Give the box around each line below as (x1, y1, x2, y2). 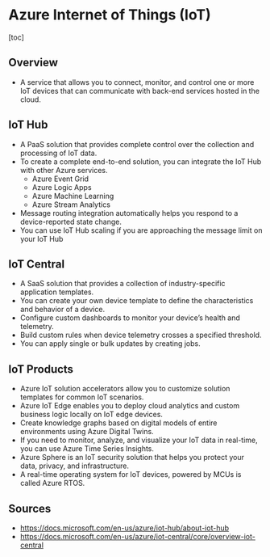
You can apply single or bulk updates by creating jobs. (19, 339, 201, 348)
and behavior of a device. (19, 305, 106, 314)
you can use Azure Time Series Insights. (19, 444, 155, 454)
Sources (8, 501, 52, 515)
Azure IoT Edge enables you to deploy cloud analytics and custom (19, 401, 240, 411)
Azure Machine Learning (31, 191, 114, 200)
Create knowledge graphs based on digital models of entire (19, 418, 218, 428)
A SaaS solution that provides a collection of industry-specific (19, 279, 226, 289)
